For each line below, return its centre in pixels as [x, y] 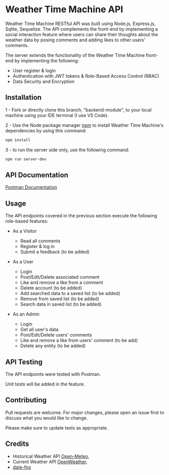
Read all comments [40, 241]
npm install [18, 140]
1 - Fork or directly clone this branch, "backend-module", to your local [78, 110]
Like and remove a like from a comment [62, 283]
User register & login [34, 71]
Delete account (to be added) [51, 288]
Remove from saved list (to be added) [60, 299]
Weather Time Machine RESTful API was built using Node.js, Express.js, [81, 24]
